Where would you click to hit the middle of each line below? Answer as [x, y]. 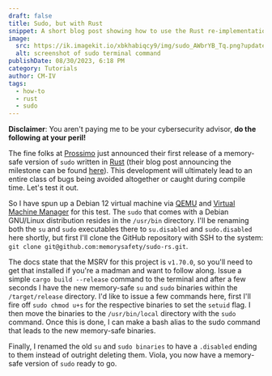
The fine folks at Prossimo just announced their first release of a [115, 154]
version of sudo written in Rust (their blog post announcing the [128, 162]
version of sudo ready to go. [71, 364]
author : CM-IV [32, 76]
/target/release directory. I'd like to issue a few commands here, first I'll [130, 297]
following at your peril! [47, 137]
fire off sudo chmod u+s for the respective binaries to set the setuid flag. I [130, 305]
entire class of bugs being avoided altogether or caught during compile [127, 180]
